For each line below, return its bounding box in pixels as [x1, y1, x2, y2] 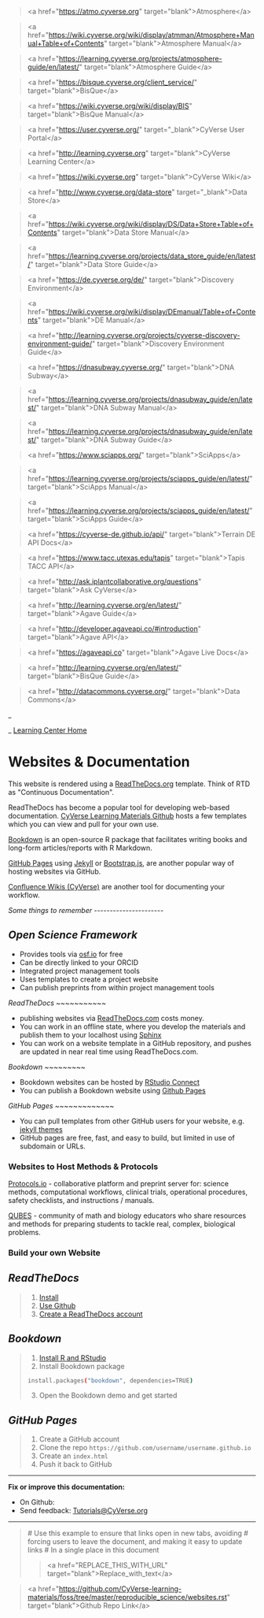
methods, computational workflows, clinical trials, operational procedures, [8, 1187, 248, 1197]
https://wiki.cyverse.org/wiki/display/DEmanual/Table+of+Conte [48, 307, 256, 316]
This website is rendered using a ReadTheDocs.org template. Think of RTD [8, 779, 251, 789]
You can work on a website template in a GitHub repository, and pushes [19, 1038, 251, 1048]
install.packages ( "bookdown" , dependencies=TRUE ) [27, 1376, 194, 1385]
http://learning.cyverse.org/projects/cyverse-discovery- [58, 331, 240, 340]
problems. [8, 1228, 41, 1238]
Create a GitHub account [38, 1434, 120, 1444]
